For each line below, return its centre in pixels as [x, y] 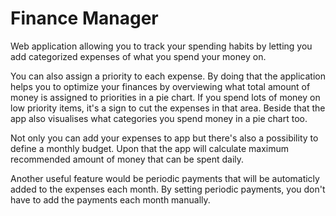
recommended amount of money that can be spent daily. [127, 159]
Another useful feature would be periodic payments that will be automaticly [165, 178]
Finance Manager [84, 18]
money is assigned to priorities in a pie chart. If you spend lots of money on [165, 97]
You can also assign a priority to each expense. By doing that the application [168, 76]
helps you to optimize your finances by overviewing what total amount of [160, 86]
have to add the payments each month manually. [110, 199]
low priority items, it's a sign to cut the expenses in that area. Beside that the [168, 108]
